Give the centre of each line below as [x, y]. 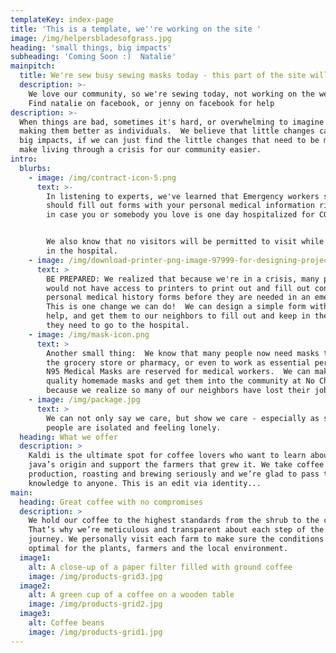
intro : [24, 159]
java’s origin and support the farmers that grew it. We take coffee [176, 465]
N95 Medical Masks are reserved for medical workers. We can [178, 372]
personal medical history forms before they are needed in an [178, 297]
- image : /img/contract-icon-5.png [102, 177]
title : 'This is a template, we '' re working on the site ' [136, 29]
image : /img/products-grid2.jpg [95, 604]
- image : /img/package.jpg [84, 400]
